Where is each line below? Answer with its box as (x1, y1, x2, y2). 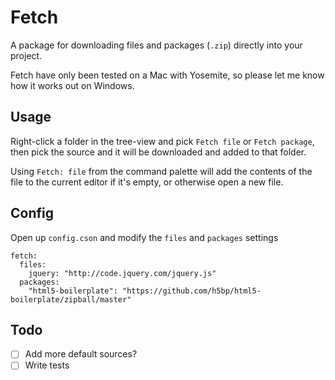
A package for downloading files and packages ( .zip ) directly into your (10, 39, 303, 51)
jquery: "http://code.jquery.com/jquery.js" (28, 268, 217, 278)
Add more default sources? (24, 348, 138, 360)
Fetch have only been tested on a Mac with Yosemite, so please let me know (10, 69, 325, 81)
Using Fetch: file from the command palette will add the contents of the (10, 165, 313, 177)
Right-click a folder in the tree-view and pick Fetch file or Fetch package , (10, 135, 315, 147)
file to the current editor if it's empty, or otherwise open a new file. (10, 176, 284, 188)
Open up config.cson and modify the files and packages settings (10, 231, 279, 243)
